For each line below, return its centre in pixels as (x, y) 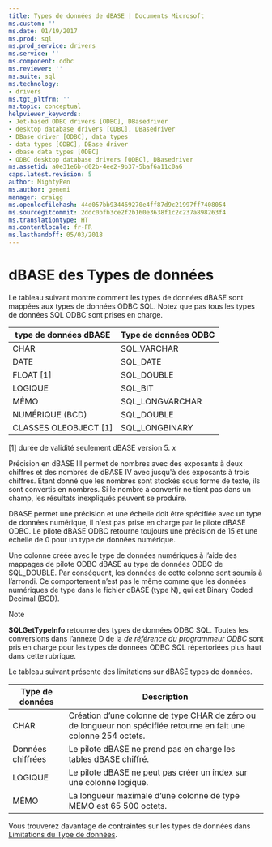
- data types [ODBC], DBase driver (68, 144)
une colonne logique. (108, 782)
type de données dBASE (63, 335)
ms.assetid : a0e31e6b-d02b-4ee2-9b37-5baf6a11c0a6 (96, 167)
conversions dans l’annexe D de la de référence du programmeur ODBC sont (136, 638)
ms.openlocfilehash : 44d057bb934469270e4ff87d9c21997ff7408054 (117, 205)
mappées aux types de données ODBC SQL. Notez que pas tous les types (132, 306)
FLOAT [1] (32, 374)
